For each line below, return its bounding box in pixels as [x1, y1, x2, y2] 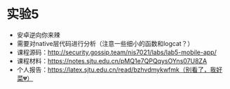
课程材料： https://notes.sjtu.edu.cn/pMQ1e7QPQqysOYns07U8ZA [16, 56, 208, 65]
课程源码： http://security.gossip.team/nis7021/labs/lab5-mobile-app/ [16, 48, 217, 56]
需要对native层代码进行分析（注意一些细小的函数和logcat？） [16, 39, 194, 47]
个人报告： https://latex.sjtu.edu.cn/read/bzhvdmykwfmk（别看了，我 [16, 65, 217, 74]
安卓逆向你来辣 [16, 31, 60, 39]
